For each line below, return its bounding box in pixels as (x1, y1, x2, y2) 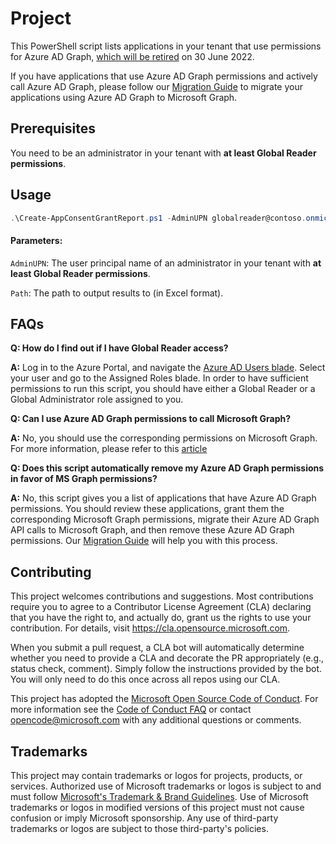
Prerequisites (10, 120, 96, 137)
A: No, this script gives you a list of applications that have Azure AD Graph (10, 492, 317, 504)
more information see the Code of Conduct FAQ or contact (10, 703, 252, 716)
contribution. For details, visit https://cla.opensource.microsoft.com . (10, 622, 291, 634)
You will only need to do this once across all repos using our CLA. (10, 673, 281, 686)
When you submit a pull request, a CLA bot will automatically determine (10, 642, 305, 654)
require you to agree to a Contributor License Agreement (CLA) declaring (10, 601, 312, 613)
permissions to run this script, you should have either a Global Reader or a (10, 383, 316, 395)
